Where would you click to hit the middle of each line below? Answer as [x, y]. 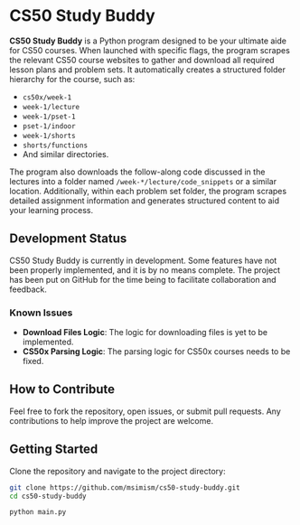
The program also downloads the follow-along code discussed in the [137, 172]
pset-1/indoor [49, 126]
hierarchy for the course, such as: [72, 79]
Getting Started [54, 450]
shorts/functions [55, 145]
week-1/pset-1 [49, 117]
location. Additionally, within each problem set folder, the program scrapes [148, 191]
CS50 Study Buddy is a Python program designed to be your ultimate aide [148, 41]
